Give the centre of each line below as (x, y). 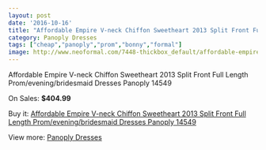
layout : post (30, 15)
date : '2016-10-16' (40, 23)
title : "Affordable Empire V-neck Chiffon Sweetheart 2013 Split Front (129, 30)
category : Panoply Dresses (53, 37)
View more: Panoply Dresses (55, 137)
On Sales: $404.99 (40, 98)
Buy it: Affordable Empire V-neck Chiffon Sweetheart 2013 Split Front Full (127, 114)
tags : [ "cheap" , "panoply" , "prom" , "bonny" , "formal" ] (95, 45)
